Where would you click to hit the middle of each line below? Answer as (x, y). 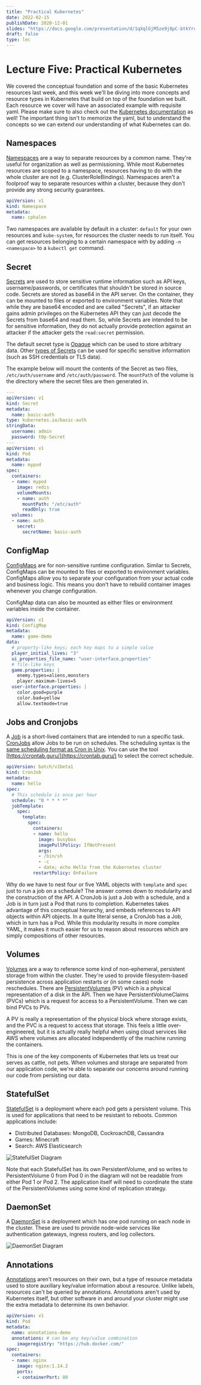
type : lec (19, 40)
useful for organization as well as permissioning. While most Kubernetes (95, 164)
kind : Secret (22, 403)
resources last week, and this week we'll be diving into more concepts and (98, 92)
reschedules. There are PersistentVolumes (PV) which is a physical (89, 988)
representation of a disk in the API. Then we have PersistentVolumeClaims (98, 994)
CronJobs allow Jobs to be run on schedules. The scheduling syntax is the (98, 743)
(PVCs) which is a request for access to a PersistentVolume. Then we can (97, 1000)
